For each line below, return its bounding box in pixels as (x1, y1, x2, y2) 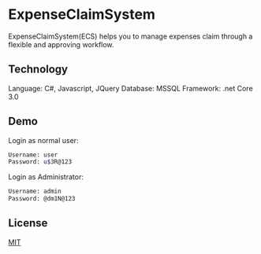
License (8, 216, 48, 230)
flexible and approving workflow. (8, 39, 114, 49)
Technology (8, 63, 69, 76)
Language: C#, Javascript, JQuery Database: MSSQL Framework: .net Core (8, 83, 254, 93)
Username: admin (8, 187, 62, 196)
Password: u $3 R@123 (8, 158, 73, 166)
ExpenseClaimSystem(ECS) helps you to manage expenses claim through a (8, 31, 253, 41)
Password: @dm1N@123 (8, 195, 76, 203)
